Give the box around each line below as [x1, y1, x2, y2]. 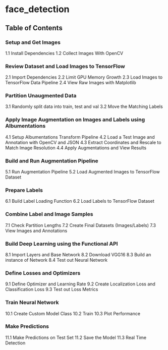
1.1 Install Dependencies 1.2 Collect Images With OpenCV [5, 50, 124, 56]
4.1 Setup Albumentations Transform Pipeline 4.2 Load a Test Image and [5, 134, 155, 140]
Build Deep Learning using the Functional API [5, 240, 118, 247]
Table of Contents [5, 24, 63, 32]
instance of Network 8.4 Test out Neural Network [5, 257, 107, 263]
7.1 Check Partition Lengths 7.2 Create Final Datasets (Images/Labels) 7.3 [5, 222, 156, 228]
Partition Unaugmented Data [5, 92, 77, 99]
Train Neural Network [5, 299, 59, 306]
